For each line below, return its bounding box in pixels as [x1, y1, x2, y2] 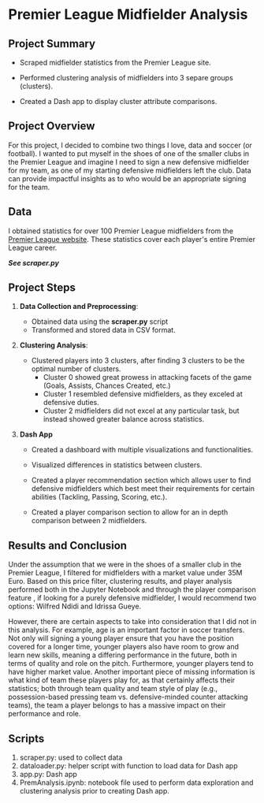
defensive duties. [43, 398, 100, 407]
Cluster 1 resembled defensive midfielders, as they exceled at [43, 389, 243, 399]
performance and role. [8, 709, 81, 719]
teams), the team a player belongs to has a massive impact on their [8, 701, 226, 710]
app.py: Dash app [19, 770, 77, 779]
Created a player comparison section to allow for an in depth [31, 507, 229, 517]
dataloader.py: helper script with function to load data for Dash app [19, 761, 238, 771]
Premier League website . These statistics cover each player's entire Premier [8, 234, 256, 244]
